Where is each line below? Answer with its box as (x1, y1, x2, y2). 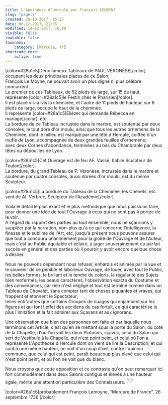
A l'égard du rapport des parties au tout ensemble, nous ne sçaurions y (5, 219, 153, 226)
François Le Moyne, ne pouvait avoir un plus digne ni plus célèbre (5, 78, 142, 84)
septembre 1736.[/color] (5, 394, 55, 400)
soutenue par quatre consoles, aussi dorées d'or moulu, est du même (5, 174, 149, 180)
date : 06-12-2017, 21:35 (5, 21, 57, 27)
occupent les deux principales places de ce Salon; (5, 73, 110, 79)
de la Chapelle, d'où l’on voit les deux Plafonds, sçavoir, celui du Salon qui (5, 330, 158, 336)
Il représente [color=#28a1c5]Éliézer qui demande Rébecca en (5, 110, 135, 116)
